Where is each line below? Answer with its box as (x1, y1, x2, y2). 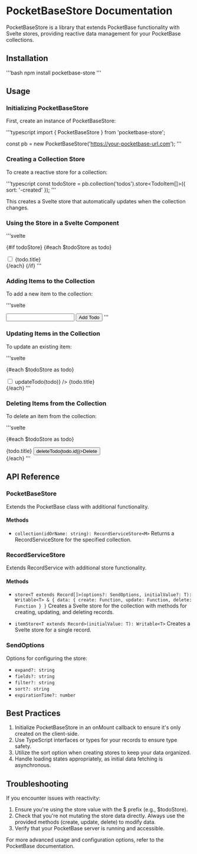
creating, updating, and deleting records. (14, 609, 114, 616)
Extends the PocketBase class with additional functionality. (6, 503, 149, 510)
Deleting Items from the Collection (6, 399, 107, 407)
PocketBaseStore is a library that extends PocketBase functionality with (6, 24, 180, 31)
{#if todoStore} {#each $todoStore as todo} (6, 244, 112, 251)
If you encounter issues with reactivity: (6, 794, 101, 802)
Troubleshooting (6, 779, 69, 789)
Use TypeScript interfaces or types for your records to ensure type (14, 736, 178, 743)
